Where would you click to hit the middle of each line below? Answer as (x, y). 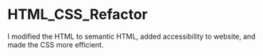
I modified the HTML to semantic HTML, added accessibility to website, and (131, 36)
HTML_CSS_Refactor (78, 15)
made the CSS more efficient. (56, 44)
